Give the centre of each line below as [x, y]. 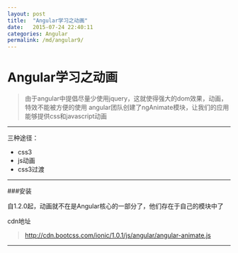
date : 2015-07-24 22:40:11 [50, 27]
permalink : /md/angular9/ [45, 40]
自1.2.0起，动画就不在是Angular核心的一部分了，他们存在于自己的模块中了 [116, 206]
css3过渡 [31, 169]
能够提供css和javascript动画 [66, 116]
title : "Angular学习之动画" [48, 21]
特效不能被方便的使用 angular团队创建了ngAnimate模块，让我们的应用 [127, 108]
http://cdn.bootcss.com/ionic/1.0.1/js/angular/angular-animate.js [118, 235]
